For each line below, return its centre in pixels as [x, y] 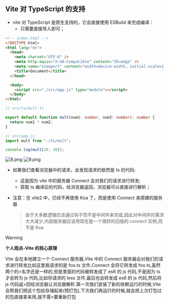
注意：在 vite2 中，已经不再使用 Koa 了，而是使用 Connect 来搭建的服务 [88, 198]
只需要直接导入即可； [42, 28]
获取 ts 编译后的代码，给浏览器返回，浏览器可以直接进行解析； [85, 187]
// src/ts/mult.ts [25, 108]
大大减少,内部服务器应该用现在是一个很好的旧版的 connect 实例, [92, 221]
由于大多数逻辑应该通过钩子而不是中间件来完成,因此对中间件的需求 [95, 215]
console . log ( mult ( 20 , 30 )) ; [35, 150]
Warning [14, 238]
